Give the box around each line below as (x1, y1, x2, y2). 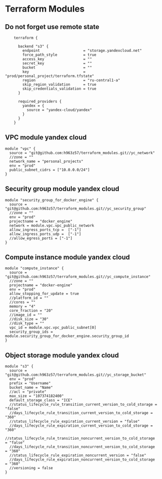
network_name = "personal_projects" (9, 159, 83, 164)
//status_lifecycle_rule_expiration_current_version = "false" (9, 419, 140, 424)
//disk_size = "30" (9, 317, 49, 322)
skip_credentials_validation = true (22, 86, 97, 91)
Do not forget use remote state (5, 23, 99, 31)
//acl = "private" (9, 389, 47, 394)
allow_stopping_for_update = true (9, 292, 79, 296)
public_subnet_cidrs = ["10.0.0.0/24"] (9, 167, 90, 172)
